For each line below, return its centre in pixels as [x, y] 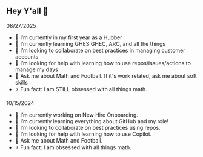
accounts [27, 56]
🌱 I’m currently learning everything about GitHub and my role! [92, 121]
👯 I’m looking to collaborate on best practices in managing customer [100, 50]
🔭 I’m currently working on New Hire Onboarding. [76, 115]
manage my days [37, 69]
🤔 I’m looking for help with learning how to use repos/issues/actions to [103, 63]
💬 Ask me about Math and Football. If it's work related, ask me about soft [106, 75]
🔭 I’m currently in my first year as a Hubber [68, 37]
